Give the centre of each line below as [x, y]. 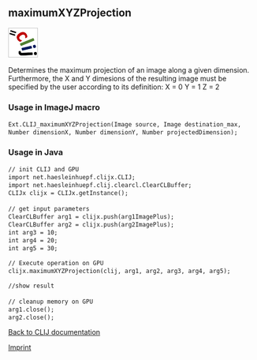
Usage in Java [36, 152]
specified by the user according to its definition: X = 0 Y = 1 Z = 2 [114, 87]
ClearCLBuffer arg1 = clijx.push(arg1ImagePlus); [91, 217]
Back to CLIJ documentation [54, 332]
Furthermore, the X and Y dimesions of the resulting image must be [117, 78]
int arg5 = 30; [33, 249]
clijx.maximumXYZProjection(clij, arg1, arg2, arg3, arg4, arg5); [119, 272]
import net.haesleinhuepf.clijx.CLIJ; [72, 178]
